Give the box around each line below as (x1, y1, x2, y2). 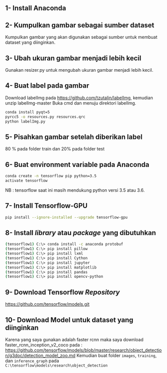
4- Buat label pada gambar (5, 82, 89, 90)
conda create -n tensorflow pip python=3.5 (5, 174, 97, 179)
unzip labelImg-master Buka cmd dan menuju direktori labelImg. (5, 100, 137, 106)
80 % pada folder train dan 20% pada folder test (5, 146, 105, 152)
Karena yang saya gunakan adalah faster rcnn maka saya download (5, 336, 144, 343)
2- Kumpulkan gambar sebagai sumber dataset (5, 21, 155, 29)
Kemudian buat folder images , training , (76, 352, 157, 358)
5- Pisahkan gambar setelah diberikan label (5, 132, 143, 141)
